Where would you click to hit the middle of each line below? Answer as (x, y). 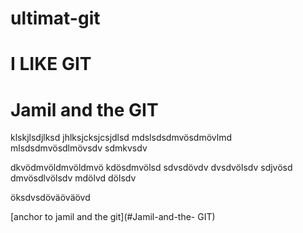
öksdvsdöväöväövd (50, 198)
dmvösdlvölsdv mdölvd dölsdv (73, 178)
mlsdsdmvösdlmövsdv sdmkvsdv (79, 148)
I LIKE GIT (51, 64)
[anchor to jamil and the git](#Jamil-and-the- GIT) (113, 217)
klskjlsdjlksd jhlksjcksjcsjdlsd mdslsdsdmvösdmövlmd (121, 138)
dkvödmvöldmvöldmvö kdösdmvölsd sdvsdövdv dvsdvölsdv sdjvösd (151, 168)
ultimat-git (55, 18)
